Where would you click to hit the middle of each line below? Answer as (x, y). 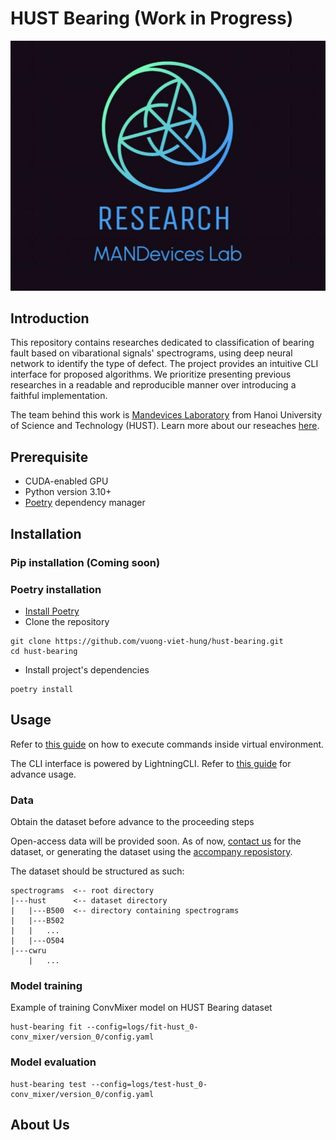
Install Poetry (52, 611)
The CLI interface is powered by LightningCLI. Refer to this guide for (151, 763)
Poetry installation (56, 589)
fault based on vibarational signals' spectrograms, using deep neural (151, 353)
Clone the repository (67, 621)
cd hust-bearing (44, 651)
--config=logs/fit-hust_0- (142, 1027)
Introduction (50, 318)
